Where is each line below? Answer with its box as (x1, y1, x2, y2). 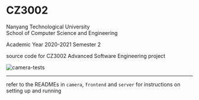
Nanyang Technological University (6, 23, 90, 30)
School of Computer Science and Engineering (6, 29, 118, 36)
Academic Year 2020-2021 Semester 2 (6, 41, 101, 48)
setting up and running (6, 87, 62, 94)
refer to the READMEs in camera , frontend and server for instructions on (6, 80, 181, 88)
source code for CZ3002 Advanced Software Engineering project (6, 52, 166, 59)
